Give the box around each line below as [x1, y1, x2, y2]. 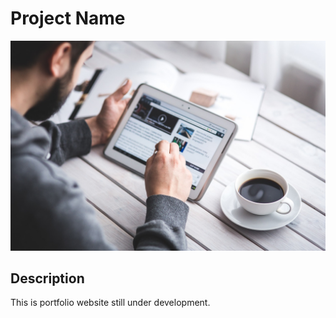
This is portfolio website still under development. [10, 297, 211, 309]
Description [10, 270, 85, 287]
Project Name [10, 7, 126, 30]
